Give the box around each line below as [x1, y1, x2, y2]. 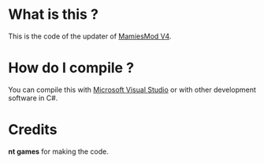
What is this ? [8, 5, 99, 24]
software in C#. [8, 93, 58, 103]
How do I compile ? [8, 59, 135, 77]
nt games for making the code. [8, 147, 109, 156]
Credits [8, 121, 58, 139]
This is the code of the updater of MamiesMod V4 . [8, 31, 172, 41]
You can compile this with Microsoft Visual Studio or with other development [8, 85, 256, 94]
